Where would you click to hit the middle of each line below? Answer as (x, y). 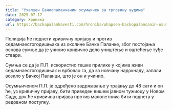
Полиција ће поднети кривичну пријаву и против (59, 39)
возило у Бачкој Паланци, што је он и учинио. (55, 76)
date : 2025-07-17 (24, 15)
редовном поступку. (28, 102)
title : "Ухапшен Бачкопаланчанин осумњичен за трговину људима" (75, 10)
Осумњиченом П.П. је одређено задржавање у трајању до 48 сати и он (84, 86)
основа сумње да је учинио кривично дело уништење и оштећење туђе (84, 50)
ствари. (14, 55)
